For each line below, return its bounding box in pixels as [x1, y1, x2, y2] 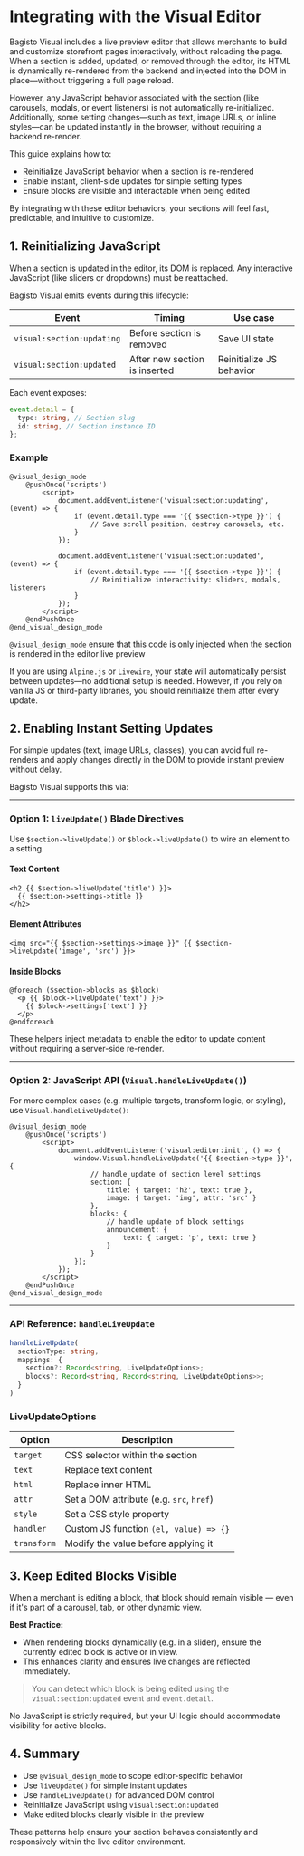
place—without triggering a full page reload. [9, 74, 175, 85]
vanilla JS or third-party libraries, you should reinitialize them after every [9, 685, 279, 696]
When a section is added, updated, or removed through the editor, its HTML [9, 55, 291, 66]
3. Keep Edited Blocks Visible [9, 1568, 177, 1583]
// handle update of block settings [106, 1216, 245, 1226]
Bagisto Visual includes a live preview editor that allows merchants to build [9, 36, 288, 47]
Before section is [129, 326, 202, 339]
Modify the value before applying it [64, 1537, 214, 1550]
